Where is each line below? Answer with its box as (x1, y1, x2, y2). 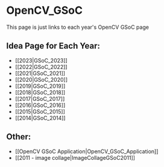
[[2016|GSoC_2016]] (14, 102, 66, 109)
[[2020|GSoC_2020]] (14, 76, 68, 83)
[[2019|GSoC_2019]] (14, 82, 66, 90)
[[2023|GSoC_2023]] (14, 56, 68, 64)
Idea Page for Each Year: (6, 41, 101, 51)
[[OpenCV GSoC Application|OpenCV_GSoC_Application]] (14, 148, 159, 155)
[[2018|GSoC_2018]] (14, 88, 66, 96)
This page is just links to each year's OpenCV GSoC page (6, 23, 150, 31)
